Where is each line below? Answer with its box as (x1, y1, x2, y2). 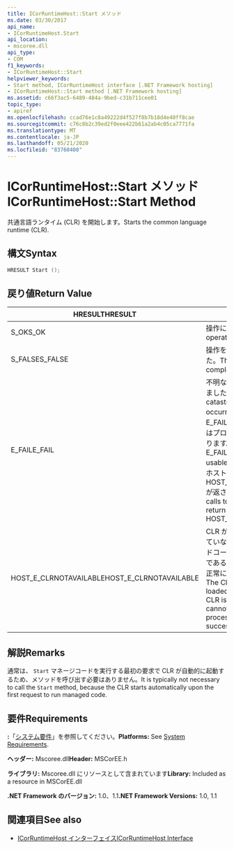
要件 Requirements (7, 712, 88, 724)
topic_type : (7, 101, 42, 108)
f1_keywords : (7, 62, 45, 69)
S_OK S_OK (10, 327, 46, 337)
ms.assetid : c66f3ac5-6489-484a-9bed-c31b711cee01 (7, 95, 157, 102)
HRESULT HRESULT (72, 310, 137, 320)
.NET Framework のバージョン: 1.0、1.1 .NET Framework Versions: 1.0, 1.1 (7, 792, 217, 800)
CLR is (205, 595, 227, 605)
